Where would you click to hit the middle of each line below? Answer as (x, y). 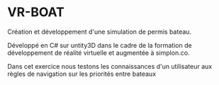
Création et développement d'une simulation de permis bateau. (100, 32)
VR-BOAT (36, 12)
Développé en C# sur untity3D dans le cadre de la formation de (100, 45)
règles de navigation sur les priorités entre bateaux (82, 74)
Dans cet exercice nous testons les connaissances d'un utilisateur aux (110, 66)
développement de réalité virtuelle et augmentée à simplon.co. (99, 53)
